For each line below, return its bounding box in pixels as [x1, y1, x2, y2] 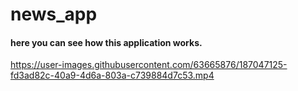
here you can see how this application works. [10, 36, 203, 48]
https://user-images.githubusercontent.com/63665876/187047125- [10, 59, 288, 71]
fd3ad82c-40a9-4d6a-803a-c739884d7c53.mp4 [10, 69, 215, 82]
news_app [10, 3, 98, 26]
